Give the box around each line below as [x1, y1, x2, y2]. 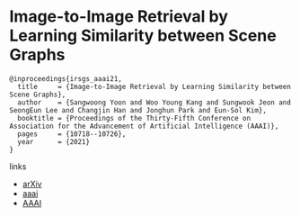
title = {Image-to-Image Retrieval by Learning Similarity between [17, 82, 292, 91]
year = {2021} [17, 137, 91, 146]
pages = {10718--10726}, [17, 129, 127, 139]
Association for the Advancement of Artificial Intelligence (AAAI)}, [9, 122, 279, 131]
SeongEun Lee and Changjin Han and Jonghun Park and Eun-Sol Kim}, [9, 105, 268, 114]
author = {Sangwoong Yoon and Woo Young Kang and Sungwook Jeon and [17, 97, 292, 107]
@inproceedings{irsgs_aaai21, [9, 74, 123, 83]
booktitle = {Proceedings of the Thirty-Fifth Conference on [17, 113, 251, 122]
